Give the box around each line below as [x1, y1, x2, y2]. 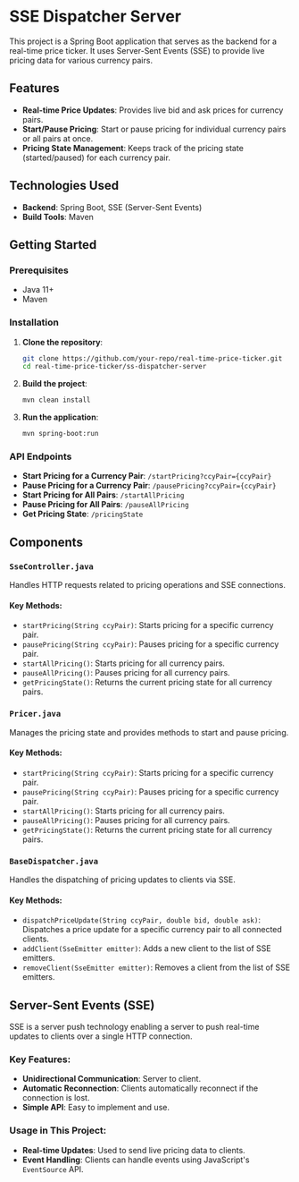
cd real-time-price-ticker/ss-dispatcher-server [21, 362, 207, 371]
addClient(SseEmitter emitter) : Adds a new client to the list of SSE [21, 943, 271, 954]
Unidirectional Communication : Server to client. [21, 1074, 202, 1084]
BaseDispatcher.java [9, 856, 99, 866]
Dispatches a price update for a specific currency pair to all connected [21, 924, 283, 935]
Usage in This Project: [9, 1125, 107, 1137]
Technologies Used [9, 178, 119, 193]
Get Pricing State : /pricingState [21, 508, 144, 520]
